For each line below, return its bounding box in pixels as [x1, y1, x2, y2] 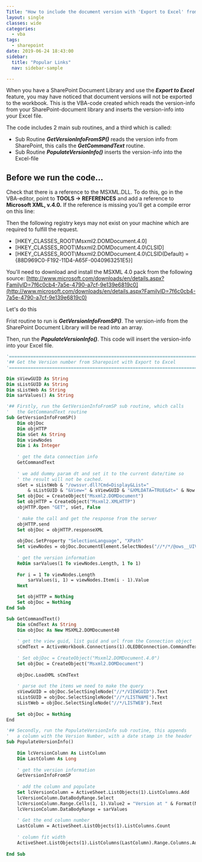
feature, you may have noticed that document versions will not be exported [6, 93, 192, 100]
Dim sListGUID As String [6, 381, 69, 387]
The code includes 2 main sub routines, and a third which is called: [6, 124, 172, 132]
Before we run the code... [6, 173, 103, 183]
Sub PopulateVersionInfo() [6, 739, 74, 745]
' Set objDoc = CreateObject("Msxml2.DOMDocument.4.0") [17, 655, 161, 661]
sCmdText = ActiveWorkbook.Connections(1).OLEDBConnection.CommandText [17, 644, 200, 650]
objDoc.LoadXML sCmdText [17, 672, 79, 678]
